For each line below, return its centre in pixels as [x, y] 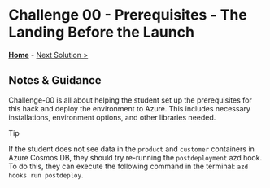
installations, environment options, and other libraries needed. [112, 117]
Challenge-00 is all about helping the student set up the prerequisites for [130, 100]
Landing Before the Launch [102, 32]
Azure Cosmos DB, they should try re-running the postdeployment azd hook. [135, 157]
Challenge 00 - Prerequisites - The [128, 15]
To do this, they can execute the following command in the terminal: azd [128, 166]
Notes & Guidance [55, 80]
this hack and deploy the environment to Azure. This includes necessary [129, 108]
